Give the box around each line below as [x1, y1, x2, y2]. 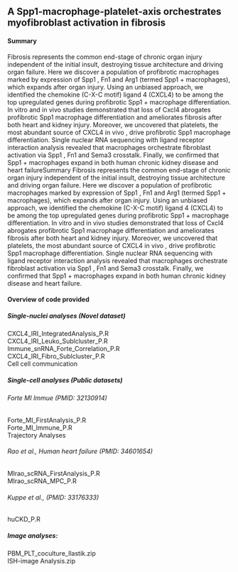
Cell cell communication [7, 360, 78, 368]
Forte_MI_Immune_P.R [7, 423, 72, 432]
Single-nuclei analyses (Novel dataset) [7, 311, 126, 320]
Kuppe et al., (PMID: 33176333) [7, 493, 99, 502]
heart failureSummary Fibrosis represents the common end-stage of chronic [7, 166, 231, 174]
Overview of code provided [7, 295, 90, 304]
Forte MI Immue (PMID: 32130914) [7, 394, 108, 402]
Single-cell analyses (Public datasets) [7, 376, 123, 384]
